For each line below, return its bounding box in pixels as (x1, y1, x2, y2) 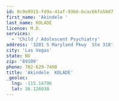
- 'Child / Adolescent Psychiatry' (11, 36, 100, 42)
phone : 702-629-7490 (6, 64, 58, 70)
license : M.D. (6, 25, 42, 31)
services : (6, 31, 31, 37)
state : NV (6, 53, 31, 59)
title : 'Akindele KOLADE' (6, 70, 74, 75)
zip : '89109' (6, 58, 39, 64)
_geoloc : (6, 75, 28, 81)
